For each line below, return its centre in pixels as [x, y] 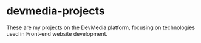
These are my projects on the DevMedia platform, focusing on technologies [101, 27]
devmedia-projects [56, 11]
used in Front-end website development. [57, 33]
